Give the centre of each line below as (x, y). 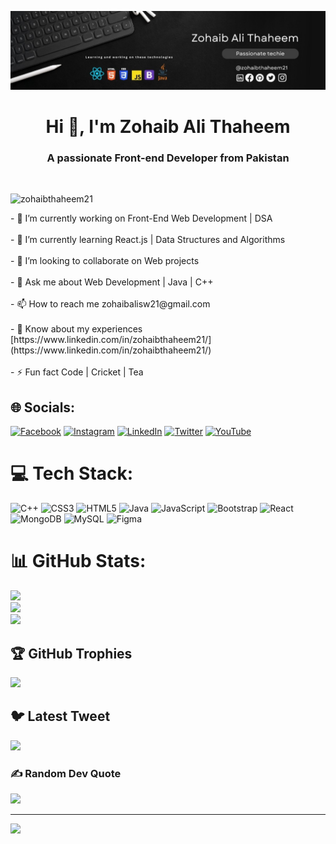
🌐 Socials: (43, 407)
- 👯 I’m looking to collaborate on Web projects (105, 261)
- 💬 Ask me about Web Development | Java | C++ (112, 282)
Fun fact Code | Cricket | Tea (84, 372)
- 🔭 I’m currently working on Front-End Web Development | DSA (141, 218)
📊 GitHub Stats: (78, 561)
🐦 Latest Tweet (60, 716)
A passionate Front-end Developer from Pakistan (168, 158)
